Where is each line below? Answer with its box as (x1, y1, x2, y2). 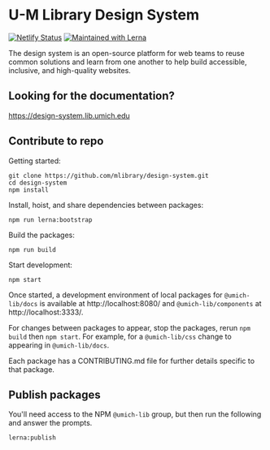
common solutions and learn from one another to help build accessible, (8, 57, 247, 67)
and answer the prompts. (8, 418, 93, 428)
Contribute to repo (8, 134, 104, 148)
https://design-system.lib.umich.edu (8, 110, 130, 120)
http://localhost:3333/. (8, 307, 84, 317)
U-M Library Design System (8, 6, 199, 24)
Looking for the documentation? (8, 89, 175, 103)
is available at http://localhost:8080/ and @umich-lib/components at (39, 298, 262, 308)
